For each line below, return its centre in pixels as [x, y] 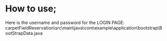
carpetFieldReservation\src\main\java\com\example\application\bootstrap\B [84, 27]
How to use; [31, 9]
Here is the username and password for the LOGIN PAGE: [65, 22]
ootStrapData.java [24, 33]
